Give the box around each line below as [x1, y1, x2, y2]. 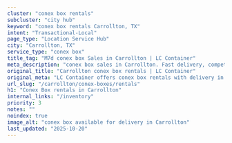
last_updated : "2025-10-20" [7, 125, 88, 132]
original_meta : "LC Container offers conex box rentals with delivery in [7, 74, 224, 81]
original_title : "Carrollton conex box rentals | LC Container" [7, 67, 196, 74]
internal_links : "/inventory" [7, 93, 95, 100]
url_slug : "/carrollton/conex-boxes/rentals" [7, 80, 140, 87]
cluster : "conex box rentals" [7, 10, 95, 17]
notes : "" [7, 106, 36, 113]
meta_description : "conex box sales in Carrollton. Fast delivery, [7, 61, 206, 68]
